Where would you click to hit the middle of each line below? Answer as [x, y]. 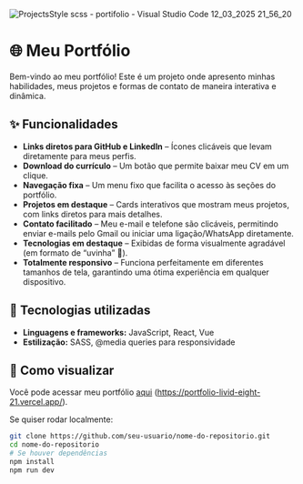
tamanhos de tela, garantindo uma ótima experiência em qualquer [146, 272]
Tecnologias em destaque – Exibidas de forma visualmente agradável [154, 243]
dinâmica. [28, 96]
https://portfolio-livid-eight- [209, 392]
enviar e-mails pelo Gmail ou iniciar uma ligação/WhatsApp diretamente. [158, 233]
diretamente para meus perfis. [79, 156]
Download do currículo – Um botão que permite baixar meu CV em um [156, 166]
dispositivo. [44, 281]
